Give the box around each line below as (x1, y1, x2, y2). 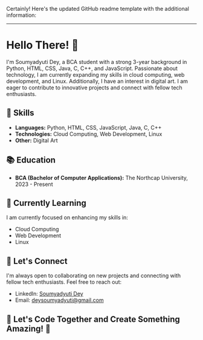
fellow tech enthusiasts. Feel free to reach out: (6, 278, 122, 286)
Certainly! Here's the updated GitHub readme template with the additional (6, 5, 189, 12)
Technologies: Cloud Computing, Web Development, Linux (14, 130, 163, 138)
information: (6, 11, 37, 19)
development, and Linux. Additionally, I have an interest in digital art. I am (6, 77, 188, 85)
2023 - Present (14, 181, 53, 188)
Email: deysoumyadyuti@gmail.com (14, 297, 104, 304)
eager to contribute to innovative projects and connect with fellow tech (6, 84, 182, 91)
